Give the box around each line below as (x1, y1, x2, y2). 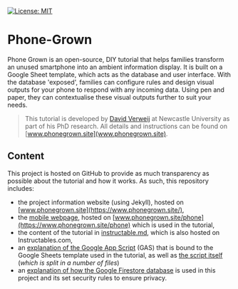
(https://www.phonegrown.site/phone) (17, 221, 131, 229)
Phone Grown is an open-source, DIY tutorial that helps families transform (7, 55, 224, 63)
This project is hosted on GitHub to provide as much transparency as (7, 169, 209, 177)
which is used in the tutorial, (132, 221, 215, 229)
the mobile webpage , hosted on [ (17, 213, 115, 221)
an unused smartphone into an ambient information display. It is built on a (7, 63, 223, 71)
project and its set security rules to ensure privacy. (17, 273, 167, 282)
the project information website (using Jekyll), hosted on (17, 198, 184, 206)
